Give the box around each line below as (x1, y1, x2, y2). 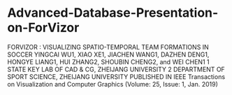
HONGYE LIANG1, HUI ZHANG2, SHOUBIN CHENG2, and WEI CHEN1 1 (7, 57, 210, 66)
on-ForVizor (7, 20, 80, 36)
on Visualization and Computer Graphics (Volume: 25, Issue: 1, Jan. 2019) (7, 80, 218, 88)
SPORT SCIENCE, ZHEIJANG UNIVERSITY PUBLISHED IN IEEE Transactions (7, 72, 226, 81)
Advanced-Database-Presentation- (7, 5, 219, 21)
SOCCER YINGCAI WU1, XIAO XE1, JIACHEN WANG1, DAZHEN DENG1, (7, 50, 210, 59)
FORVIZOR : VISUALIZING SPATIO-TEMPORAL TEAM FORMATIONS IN (7, 43, 210, 51)
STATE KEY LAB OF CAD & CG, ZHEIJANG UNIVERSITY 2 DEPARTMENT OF (7, 65, 225, 73)
